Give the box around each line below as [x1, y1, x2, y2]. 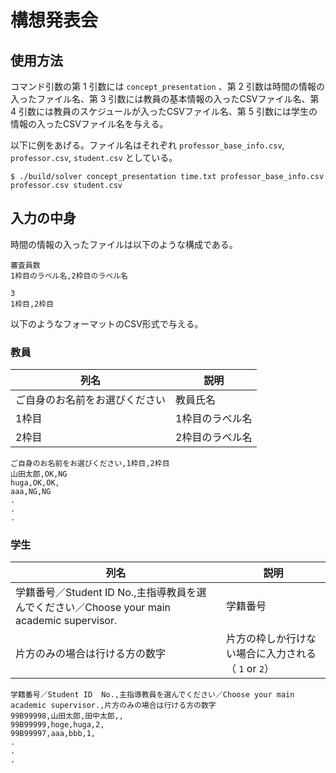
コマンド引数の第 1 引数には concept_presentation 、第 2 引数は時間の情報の [10, 81, 326, 92]
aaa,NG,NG [10, 487, 52, 497]
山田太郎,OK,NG [10, 469, 68, 480]
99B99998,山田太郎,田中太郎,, [10, 711, 125, 721]
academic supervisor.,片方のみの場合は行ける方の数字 [10, 701, 217, 711]
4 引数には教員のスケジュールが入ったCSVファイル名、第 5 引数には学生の [10, 106, 318, 117]
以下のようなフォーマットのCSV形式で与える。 [10, 317, 204, 330]
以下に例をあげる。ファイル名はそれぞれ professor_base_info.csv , [10, 139, 285, 151]
